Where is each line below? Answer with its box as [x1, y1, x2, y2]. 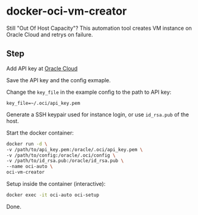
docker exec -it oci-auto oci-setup [6, 192, 99, 198]
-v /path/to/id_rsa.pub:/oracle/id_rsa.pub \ [6, 158, 124, 164]
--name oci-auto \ [6, 163, 53, 170]
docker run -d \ [6, 141, 48, 147]
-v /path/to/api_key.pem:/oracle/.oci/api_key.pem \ [6, 146, 143, 153]
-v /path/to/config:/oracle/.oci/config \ [6, 152, 116, 158]
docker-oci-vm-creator [6, 4, 127, 18]
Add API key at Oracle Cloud [6, 65, 78, 72]
